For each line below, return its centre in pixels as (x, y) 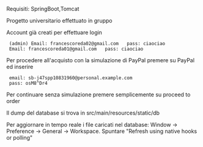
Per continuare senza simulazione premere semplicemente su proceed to (98, 95)
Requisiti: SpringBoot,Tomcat (43, 9)
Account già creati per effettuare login (54, 32)
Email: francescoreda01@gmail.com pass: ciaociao (76, 49)
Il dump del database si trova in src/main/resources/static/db (83, 113)
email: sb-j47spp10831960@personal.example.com (71, 78)
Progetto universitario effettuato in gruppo (59, 20)
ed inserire (20, 67)
